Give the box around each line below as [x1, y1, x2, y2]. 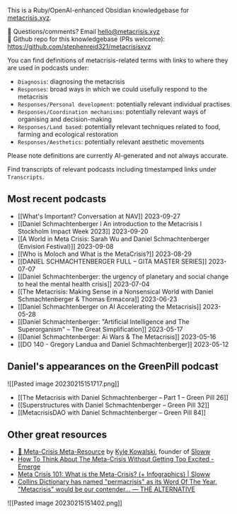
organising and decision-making [17, 115, 112, 123]
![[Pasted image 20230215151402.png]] [7, 499, 122, 508]
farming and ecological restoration [17, 130, 119, 138]
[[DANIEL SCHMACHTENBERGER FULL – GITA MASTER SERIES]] [17, 257, 207, 265]
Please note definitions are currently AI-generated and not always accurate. [7, 152, 229, 160]
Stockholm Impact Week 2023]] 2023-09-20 [17, 227, 149, 235]
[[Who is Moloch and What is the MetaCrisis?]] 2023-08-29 [17, 250, 192, 258]
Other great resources [7, 429, 108, 441]
